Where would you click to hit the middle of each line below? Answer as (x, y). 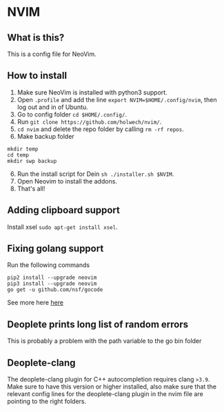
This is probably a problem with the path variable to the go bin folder (104, 341)
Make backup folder (45, 136)
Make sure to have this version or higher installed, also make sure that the (112, 386)
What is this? (36, 38)
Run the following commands (49, 265)
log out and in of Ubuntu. (52, 107)
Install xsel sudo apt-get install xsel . (63, 227)
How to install (37, 76)
